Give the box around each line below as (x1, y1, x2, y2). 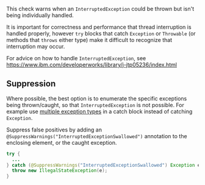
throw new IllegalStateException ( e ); (12, 167, 108, 174)
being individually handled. (6, 12, 74, 19)
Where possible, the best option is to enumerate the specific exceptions (6, 94, 187, 102)
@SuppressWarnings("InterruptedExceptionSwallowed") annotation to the (6, 132, 187, 139)
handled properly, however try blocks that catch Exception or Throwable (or (6, 30, 196, 37)
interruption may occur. (6, 43, 65, 50)
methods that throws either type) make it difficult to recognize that (6, 37, 173, 43)
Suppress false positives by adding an (6, 126, 103, 133)
